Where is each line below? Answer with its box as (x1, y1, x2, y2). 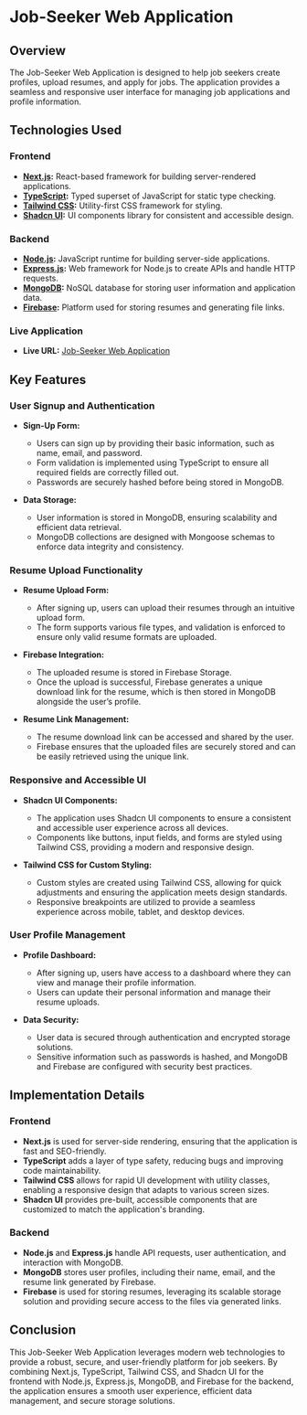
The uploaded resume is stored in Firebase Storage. (36, 667, 233, 678)
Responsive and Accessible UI (9, 774, 147, 787)
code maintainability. (22, 1165, 101, 1176)
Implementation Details (9, 1088, 145, 1103)
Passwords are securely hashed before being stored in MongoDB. (36, 476, 285, 487)
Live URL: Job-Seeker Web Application (22, 346, 171, 356)
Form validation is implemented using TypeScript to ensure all (36, 457, 270, 468)
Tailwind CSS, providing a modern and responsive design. (36, 841, 255, 852)
